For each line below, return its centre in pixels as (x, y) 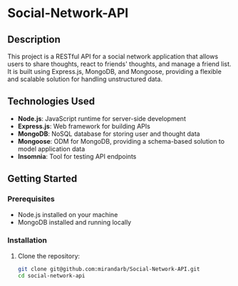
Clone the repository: (49, 256)
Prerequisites (31, 199)
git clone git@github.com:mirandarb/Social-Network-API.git (109, 269)
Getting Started (42, 179)
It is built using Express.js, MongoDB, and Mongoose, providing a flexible (115, 71)
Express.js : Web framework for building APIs (84, 126)
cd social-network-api (51, 275)
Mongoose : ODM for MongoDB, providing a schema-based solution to (121, 141)
